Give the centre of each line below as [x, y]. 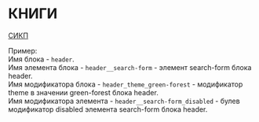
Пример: [23, 50]
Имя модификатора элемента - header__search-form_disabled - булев [124, 101]
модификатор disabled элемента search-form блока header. [108, 109]
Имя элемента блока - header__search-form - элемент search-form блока [130, 67]
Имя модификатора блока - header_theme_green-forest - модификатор [126, 84]
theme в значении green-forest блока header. [83, 92]
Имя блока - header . [41, 59]
